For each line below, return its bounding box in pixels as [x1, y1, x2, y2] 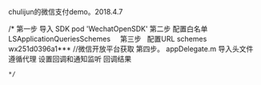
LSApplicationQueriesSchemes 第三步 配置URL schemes [8, 34, 207, 43]
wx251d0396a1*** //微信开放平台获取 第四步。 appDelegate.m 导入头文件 [8, 44, 254, 54]
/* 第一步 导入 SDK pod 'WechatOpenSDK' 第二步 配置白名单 [8, 24, 208, 34]
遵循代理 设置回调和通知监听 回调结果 [8, 55, 132, 63]
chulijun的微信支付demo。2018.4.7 [8, 7, 123, 16]
